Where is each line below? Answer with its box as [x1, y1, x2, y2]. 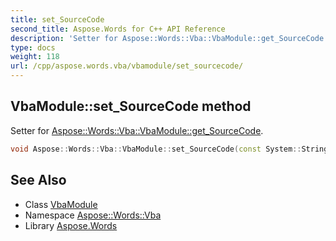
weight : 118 [10, 52, 60, 62]
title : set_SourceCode [10, 14, 105, 25]
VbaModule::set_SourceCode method [10, 98, 252, 115]
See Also [10, 172, 67, 189]
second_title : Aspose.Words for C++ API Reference [10, 24, 226, 34]
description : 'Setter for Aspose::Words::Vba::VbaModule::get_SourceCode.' [10, 33, 333, 43]
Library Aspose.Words [24, 219, 118, 231]
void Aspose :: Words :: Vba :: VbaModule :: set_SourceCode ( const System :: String [10, 144, 329, 154]
